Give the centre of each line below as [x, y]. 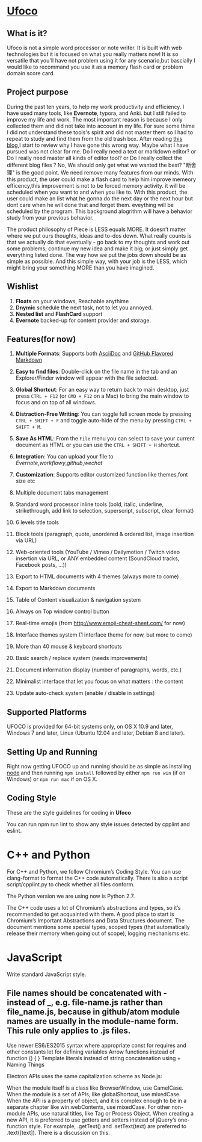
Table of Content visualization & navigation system [78, 600]
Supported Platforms [47, 712]
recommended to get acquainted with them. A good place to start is [90, 914]
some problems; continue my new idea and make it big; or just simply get [97, 248]
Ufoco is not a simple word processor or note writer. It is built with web [94, 48]
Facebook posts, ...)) [41, 565]
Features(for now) [41, 339]
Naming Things [26, 1064]
